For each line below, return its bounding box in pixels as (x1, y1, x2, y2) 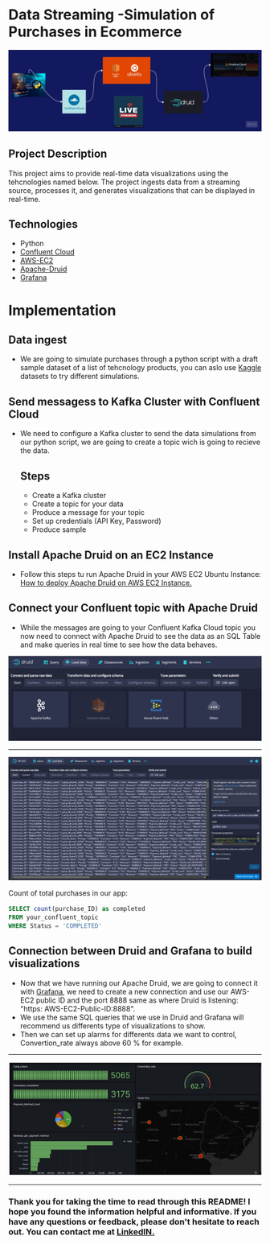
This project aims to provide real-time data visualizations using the (8, 168, 229, 178)
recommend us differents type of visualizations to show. (19, 1020, 207, 1031)
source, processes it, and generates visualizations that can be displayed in (8, 185, 256, 195)
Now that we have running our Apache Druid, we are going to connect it (19, 978, 259, 987)
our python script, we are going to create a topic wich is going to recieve (19, 437, 261, 447)
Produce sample (31, 525, 87, 534)
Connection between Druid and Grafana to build (8, 944, 253, 958)
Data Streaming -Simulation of (8, 6, 215, 24)
